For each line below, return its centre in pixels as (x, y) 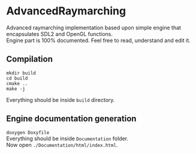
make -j (16, 89)
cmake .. (17, 83)
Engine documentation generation (71, 119)
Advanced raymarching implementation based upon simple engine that (94, 28)
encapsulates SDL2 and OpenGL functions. (59, 34)
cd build (17, 78)
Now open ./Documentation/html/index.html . (62, 144)
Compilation (29, 59)
